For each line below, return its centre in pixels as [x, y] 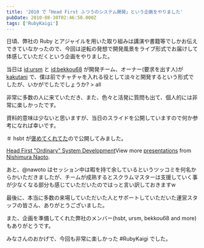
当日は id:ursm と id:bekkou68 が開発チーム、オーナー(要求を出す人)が [95, 69]
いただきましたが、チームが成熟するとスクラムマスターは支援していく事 [107, 177]
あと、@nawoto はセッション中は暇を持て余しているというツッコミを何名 [99, 170]
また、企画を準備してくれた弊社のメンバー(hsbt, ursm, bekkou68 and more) [101, 218]
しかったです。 [41, 105]
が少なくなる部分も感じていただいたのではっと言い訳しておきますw [91, 185]
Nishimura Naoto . [28, 157]
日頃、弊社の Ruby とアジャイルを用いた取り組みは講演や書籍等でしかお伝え [102, 41]
